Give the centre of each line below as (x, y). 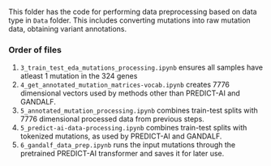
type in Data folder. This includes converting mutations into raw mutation (129, 20)
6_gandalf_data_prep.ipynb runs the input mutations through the (128, 145)
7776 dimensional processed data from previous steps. (112, 119)
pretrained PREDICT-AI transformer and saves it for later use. (122, 154)
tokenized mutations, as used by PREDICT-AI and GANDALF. (121, 136)
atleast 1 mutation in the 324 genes (79, 76)
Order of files (35, 49)
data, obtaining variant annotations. (68, 29)
